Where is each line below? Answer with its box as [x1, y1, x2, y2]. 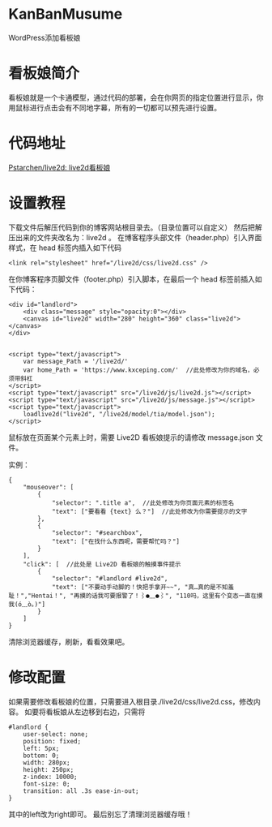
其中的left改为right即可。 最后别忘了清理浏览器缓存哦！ [8, 809, 193, 819]
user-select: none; [23, 730, 89, 739]
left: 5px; [23, 744, 60, 752]
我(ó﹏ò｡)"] [8, 600, 46, 609]
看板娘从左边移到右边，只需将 [45, 707, 146, 717]
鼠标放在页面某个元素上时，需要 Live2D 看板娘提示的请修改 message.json [8, 432, 254, 442]
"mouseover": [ [23, 483, 74, 491]
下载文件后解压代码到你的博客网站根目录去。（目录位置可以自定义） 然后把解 [8, 222, 262, 232]
